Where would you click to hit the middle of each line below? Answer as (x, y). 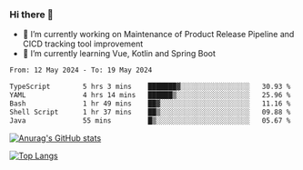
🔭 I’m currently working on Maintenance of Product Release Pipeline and (158, 35)
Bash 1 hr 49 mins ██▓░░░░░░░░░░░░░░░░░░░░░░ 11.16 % (150, 104)
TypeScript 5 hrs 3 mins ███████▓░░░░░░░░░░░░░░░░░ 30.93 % (150, 87)
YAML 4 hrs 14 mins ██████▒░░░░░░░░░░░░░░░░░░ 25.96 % (150, 95)
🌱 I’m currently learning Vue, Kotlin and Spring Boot (119, 54)
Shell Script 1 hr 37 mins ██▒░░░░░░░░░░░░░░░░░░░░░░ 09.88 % (150, 112)
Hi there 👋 (32, 15)
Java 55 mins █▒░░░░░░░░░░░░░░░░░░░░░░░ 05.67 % (150, 120)
